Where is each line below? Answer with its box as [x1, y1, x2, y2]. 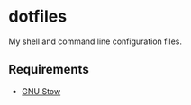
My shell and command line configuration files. [8, 36, 182, 47]
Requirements [8, 62, 89, 77]
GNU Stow [21, 85, 61, 96]
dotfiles [8, 6, 68, 27]
